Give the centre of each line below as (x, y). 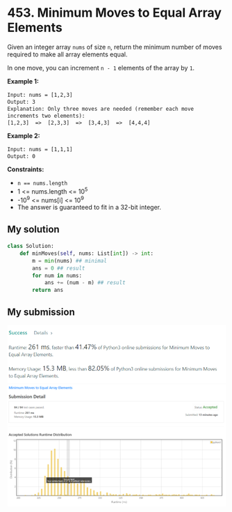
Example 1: (23, 81)
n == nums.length (42, 183)
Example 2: (24, 135)
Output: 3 (22, 102)
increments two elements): (46, 116)
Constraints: (26, 169)
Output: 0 (22, 156)
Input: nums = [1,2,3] (40, 95)
